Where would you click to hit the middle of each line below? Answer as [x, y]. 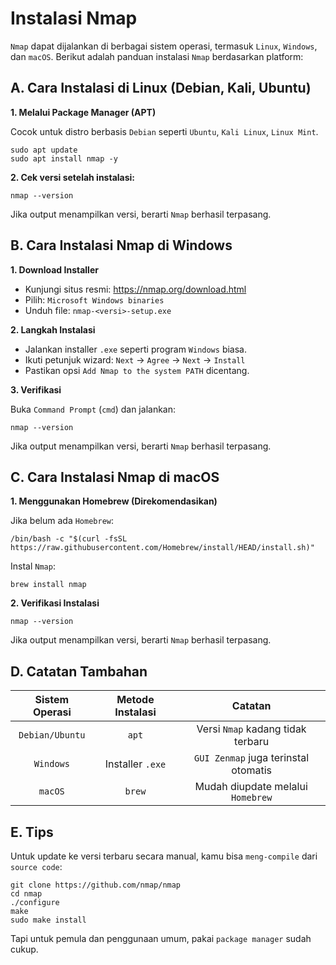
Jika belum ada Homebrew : [62, 521]
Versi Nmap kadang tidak [251, 729]
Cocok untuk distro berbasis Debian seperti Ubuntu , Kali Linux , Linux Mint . [164, 131]
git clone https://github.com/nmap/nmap [96, 885]
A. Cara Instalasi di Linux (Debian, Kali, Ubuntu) [161, 88]
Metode [135, 700]
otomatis [252, 770]
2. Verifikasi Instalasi [55, 603]
